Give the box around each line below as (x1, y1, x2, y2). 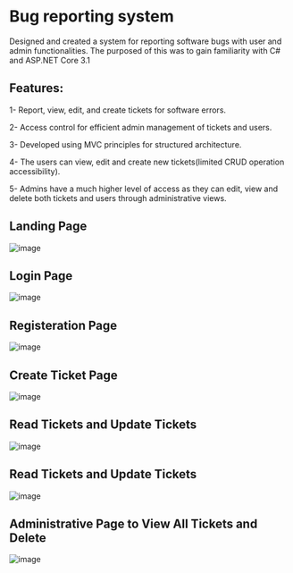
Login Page (9, 268, 73, 283)
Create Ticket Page (9, 367, 118, 383)
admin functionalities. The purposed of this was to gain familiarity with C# (9, 45, 281, 55)
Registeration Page (9, 317, 118, 333)
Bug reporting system (9, 6, 174, 27)
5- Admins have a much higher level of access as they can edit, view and (9, 183, 279, 194)
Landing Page (9, 219, 88, 234)
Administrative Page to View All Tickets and (9, 517, 258, 532)
